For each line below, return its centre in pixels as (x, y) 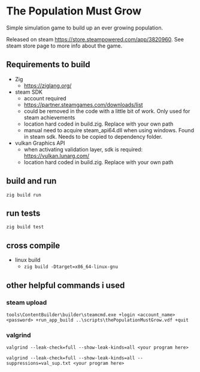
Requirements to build (48, 65)
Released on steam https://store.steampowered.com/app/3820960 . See (95, 39)
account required (45, 98)
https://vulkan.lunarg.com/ (57, 156)
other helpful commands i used (66, 285)
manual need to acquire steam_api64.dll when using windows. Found (109, 130)
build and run (31, 181)
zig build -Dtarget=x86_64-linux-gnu (71, 267)
